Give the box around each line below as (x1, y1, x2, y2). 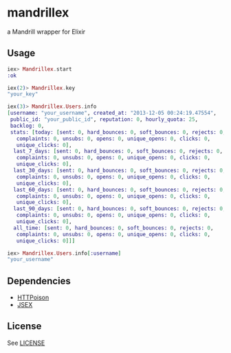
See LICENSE (7, 339, 45, 347)
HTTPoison (16, 293, 49, 301)
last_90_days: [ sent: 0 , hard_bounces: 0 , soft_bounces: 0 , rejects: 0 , (13, 205, 226, 212)
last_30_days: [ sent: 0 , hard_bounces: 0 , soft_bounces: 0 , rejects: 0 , (13, 167, 226, 174)
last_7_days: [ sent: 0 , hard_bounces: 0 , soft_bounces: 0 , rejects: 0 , (13, 148, 223, 155)
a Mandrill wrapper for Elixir (7, 27, 86, 36)
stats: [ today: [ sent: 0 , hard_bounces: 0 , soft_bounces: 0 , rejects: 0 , (10, 128, 226, 135)
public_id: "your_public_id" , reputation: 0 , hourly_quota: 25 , (10, 116, 198, 123)
